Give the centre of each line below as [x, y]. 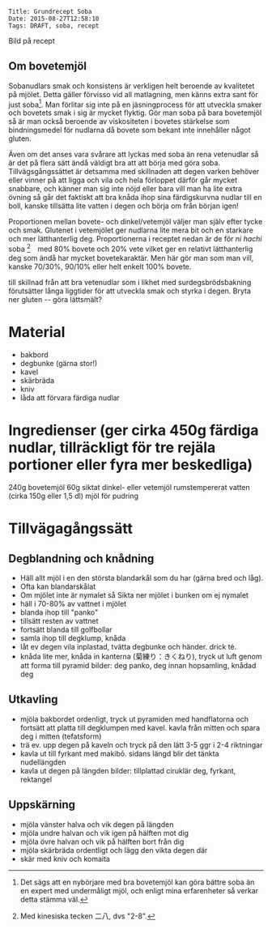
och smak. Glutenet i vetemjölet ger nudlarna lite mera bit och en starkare [131, 230]
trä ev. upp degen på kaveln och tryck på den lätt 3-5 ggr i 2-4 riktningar [141, 744]
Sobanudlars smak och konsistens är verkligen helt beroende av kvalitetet [132, 86]
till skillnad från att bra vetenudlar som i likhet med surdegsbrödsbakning [130, 283]
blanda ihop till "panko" [59, 612]
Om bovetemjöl [48, 66]
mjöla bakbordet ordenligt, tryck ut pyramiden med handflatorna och [134, 719]
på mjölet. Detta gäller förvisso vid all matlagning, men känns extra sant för [133, 94]
